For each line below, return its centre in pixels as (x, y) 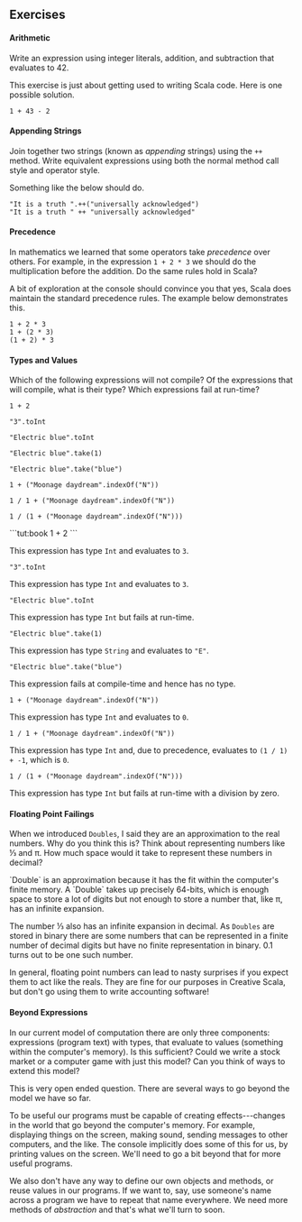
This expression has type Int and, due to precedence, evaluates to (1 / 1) (149, 750)
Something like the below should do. (77, 188)
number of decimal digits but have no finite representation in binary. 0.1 (141, 945)
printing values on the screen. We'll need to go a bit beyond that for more (145, 1153)
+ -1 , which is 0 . (39, 760)
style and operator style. (55, 170)
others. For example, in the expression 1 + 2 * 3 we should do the (133, 262)
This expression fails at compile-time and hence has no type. (123, 684)
